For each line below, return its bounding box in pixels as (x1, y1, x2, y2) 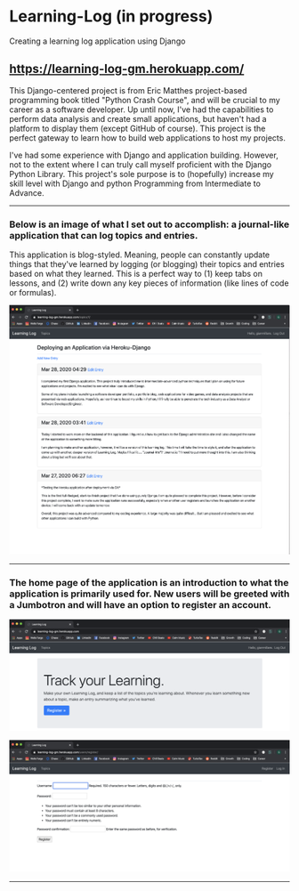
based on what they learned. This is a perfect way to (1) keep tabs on (9, 269, 263, 279)
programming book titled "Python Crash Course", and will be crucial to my (9, 94, 280, 105)
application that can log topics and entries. (9, 229, 198, 241)
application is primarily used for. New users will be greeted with (9, 587, 290, 600)
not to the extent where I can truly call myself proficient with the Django (9, 158, 272, 170)
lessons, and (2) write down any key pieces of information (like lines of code (9, 278, 289, 288)
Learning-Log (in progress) (9, 6, 214, 27)
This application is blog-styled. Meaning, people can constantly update (9, 249, 271, 260)
